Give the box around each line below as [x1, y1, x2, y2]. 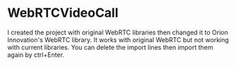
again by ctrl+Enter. [7, 51, 65, 59]
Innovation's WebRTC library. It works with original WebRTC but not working [7, 35, 230, 44]
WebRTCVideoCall [7, 5, 119, 21]
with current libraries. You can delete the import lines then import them [7, 43, 213, 51]
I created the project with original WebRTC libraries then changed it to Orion [7, 28, 228, 37]
